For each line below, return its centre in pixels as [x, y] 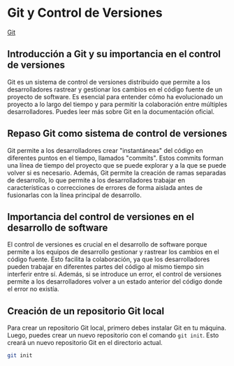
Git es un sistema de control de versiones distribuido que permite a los [109, 82]
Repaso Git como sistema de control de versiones [117, 134]
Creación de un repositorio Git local [86, 311]
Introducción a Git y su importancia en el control [114, 54]
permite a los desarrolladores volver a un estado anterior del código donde [115, 281]
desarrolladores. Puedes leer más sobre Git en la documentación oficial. [111, 111]
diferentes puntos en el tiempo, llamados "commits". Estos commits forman [115, 158]
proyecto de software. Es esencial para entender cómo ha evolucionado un [115, 96]
